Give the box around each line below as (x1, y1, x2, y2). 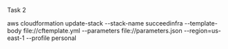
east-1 (7, 34, 25, 42)
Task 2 (7, 6, 26, 14)
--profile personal (25, 34, 77, 42)
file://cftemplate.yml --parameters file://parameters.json (23, 27, 183, 35)
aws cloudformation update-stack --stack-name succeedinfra (7, 19, 183, 27)
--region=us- (183, 27, 222, 35)
